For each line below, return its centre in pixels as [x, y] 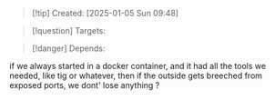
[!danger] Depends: [68, 48]
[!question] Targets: [69, 30]
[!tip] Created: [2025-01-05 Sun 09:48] [105, 13]
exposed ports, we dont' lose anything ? [85, 85]
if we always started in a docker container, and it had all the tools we [138, 66]
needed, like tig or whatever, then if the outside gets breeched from [136, 75]
